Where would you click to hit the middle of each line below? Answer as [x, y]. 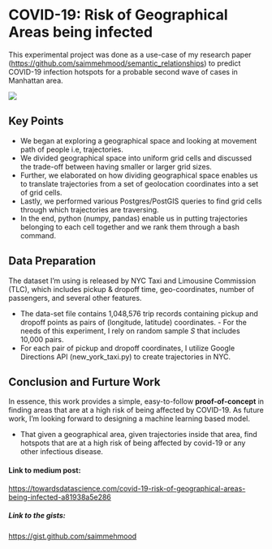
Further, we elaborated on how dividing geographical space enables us [139, 175]
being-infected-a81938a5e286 [60, 497]
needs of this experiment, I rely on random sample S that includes [130, 331]
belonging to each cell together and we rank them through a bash [130, 227]
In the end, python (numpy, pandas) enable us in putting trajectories [134, 218]
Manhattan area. [36, 80]
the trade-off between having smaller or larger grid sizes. [116, 166]
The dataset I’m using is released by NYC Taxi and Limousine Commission [132, 281]
